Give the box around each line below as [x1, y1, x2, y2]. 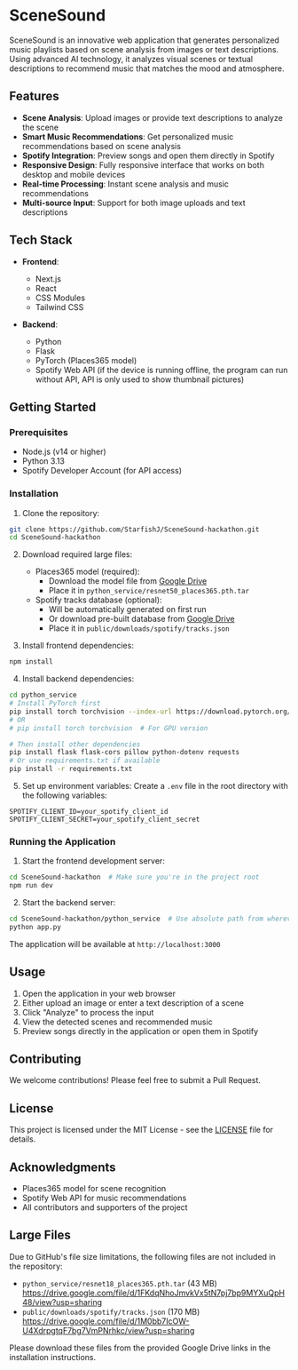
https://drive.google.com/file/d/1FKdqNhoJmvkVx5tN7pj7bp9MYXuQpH [21, 1287, 286, 1298]
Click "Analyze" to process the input [21, 1007, 154, 1017]
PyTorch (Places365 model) [35, 354, 137, 365]
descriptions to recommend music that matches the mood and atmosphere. [9, 63, 286, 74]
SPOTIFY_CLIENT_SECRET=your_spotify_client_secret [9, 815, 200, 824]
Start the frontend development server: [21, 856, 166, 866]
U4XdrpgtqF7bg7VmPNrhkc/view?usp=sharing [21, 1325, 195, 1335]
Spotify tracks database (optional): [35, 594, 162, 605]
